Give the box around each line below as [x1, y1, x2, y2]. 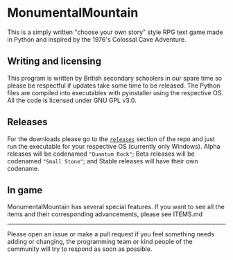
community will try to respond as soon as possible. [7, 245, 153, 253]
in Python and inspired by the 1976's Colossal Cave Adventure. [7, 35, 187, 43]
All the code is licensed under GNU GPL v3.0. [7, 96, 137, 104]
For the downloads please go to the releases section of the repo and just [7, 134, 215, 143]
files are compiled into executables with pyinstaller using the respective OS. [7, 88, 224, 97]
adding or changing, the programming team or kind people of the [7, 238, 193, 246]
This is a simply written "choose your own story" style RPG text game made [7, 28, 223, 36]
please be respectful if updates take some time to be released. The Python [7, 81, 221, 90]
